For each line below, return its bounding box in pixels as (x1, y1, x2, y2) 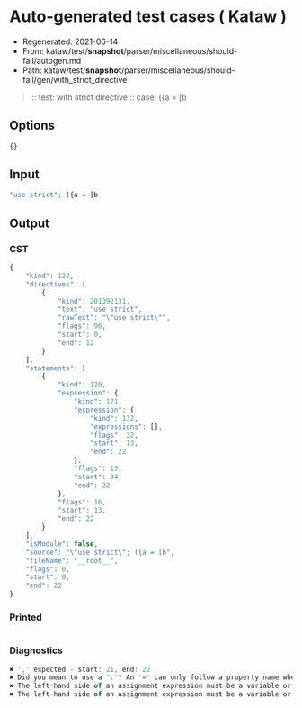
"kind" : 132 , (89, 413, 139, 422)
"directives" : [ (25, 279, 87, 289)
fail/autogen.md (22, 55, 82, 66)
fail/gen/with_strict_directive (22, 74, 128, 85)
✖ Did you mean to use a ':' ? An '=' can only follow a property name (9, 673, 280, 682)
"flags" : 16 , (57, 497, 106, 506)
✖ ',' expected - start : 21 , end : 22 (9, 665, 151, 674)
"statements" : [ (25, 363, 87, 373)
